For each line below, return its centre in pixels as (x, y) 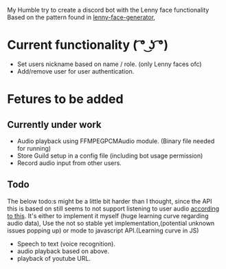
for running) (34, 148)
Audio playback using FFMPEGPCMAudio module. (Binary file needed (116, 141)
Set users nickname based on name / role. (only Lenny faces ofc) (109, 64)
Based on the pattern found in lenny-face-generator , (81, 17)
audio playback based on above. (63, 251)
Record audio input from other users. (69, 163)
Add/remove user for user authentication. (76, 71)
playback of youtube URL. (54, 258)
